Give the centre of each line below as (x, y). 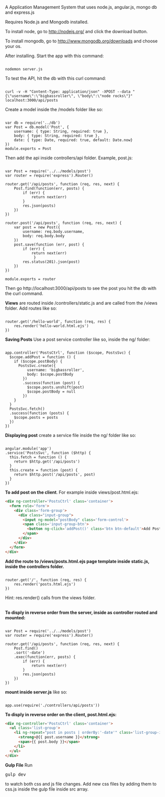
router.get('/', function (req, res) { (46, 580)
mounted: (15, 617)
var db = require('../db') (33, 123)
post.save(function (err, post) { (49, 245)
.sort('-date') (29, 652)
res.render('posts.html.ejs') (45, 584)
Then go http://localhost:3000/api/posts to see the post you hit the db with (81, 288)
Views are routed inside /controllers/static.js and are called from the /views (81, 303)
